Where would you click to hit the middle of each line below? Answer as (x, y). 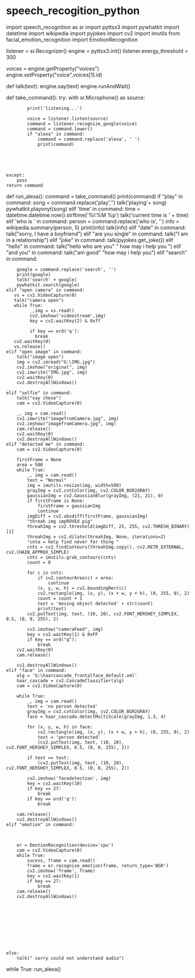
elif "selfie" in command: (39, 393)
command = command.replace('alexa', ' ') (89, 139)
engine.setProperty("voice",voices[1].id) (54, 75)
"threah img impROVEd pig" (60, 521)
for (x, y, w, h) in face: (60, 727)
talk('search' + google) (47, 280)
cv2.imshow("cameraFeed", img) (65, 629)
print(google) (34, 274)
